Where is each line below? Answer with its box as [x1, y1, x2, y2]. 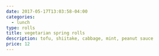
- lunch [11, 19, 31, 25]
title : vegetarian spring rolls [6, 30, 85, 36]
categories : [6, 14, 35, 20]
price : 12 [6, 41, 31, 47]
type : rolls [6, 24, 35, 31]
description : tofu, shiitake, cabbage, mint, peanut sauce [6, 36, 154, 41]
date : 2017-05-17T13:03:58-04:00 [6, 8, 88, 15]
